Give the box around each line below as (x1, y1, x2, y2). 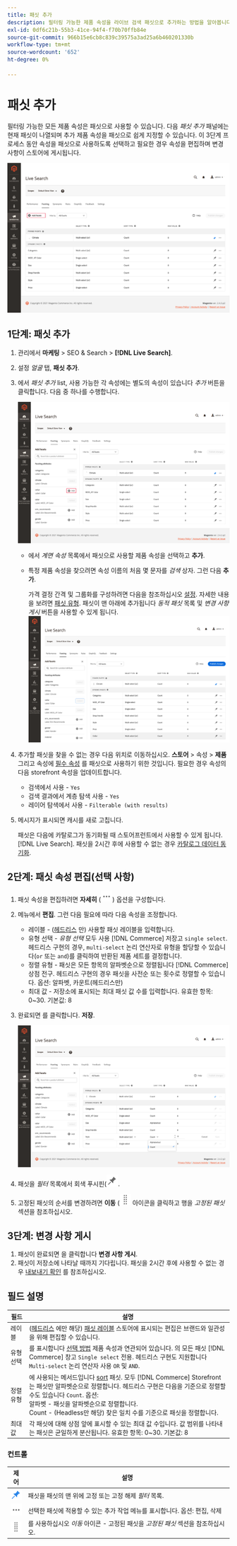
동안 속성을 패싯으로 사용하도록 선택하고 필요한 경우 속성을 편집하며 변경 (25, 139, 224, 148)
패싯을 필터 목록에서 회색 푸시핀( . (17, 1179, 121, 1188)
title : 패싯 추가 (7, 11, 53, 18)
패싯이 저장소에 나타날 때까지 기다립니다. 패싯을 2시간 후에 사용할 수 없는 (17, 1258, 217, 1268)
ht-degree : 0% (7, 57, 49, 64)
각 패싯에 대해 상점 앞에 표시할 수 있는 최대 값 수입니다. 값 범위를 (29, 1419, 205, 1427)
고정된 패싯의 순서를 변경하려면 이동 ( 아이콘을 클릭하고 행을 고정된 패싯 (17, 1198, 225, 1207)
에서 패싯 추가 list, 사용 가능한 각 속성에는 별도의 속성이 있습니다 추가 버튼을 (17, 378, 226, 386)
